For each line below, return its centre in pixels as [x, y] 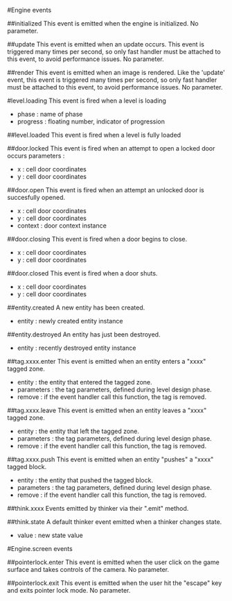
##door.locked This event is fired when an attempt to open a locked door [111, 148]
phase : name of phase [50, 114]
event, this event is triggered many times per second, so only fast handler [112, 80]
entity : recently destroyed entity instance [77, 348]
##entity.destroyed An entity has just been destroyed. [84, 335]
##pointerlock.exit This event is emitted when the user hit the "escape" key [115, 583]
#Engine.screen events [40, 549]
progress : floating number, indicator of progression [91, 121]
